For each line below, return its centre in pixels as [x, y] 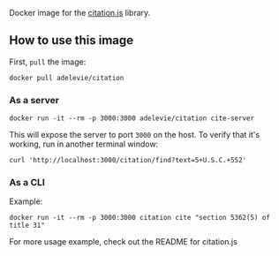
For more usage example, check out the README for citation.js [124, 242]
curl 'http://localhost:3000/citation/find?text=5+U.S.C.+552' [128, 161]
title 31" [27, 226]
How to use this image [72, 40]
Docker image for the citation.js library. [80, 13]
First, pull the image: [48, 62]
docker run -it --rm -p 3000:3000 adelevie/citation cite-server [132, 118]
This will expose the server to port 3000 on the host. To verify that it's [135, 135]
